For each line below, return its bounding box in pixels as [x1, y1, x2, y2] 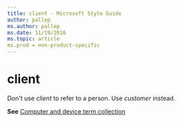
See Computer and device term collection [7, 107, 126, 115]
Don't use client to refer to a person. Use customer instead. [7, 94, 176, 102]
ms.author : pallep [7, 23, 60, 29]
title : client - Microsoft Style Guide [7, 10, 122, 17]
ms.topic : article [7, 36, 60, 42]
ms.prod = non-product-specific [7, 42, 100, 49]
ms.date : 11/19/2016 [7, 29, 67, 36]
